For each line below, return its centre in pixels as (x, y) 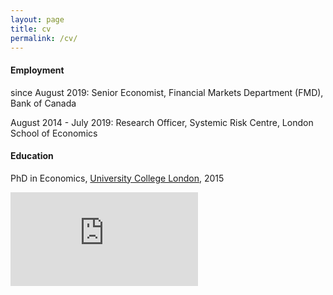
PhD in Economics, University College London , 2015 (117, 178)
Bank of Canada (43, 103)
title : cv (31, 29)
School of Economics (54, 133)
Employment (37, 70)
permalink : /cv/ (44, 38)
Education (32, 156)
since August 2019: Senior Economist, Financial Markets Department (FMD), (167, 92)
